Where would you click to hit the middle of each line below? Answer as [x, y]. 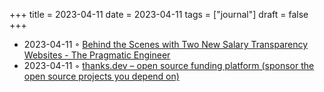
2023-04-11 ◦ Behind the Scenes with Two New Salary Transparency [166, 44]
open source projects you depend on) [101, 76]
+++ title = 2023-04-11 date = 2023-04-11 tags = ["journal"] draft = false [159, 14]
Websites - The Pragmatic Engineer [97, 55]
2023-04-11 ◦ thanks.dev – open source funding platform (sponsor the [169, 65]
